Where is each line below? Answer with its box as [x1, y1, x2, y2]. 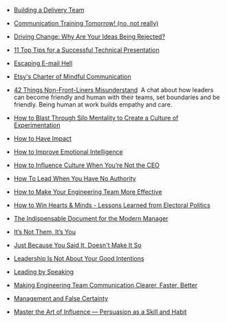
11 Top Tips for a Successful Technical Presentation [13, 46, 160, 54]
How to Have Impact [13, 134, 72, 142]
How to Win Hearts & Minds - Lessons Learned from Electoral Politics [13, 201, 211, 209]
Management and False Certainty [13, 294, 109, 302]
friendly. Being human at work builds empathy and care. [13, 100, 173, 109]
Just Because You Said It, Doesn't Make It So [13, 241, 142, 249]
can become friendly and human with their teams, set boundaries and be [13, 93, 220, 101]
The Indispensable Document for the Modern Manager [13, 215, 169, 222]
